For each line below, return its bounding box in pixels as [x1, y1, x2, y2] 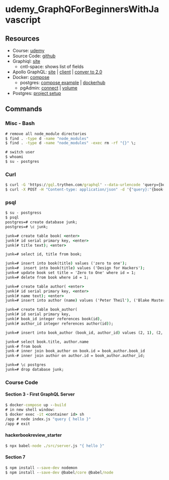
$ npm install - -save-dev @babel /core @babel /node [5, 470, 114, 475]
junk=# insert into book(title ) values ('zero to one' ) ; [5, 261, 127, 266]
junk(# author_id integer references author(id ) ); [5, 321, 114, 326]
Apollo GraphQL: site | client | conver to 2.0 [12, 69, 103, 75]
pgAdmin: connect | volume [20, 85, 78, 91]
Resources [5, 34, 40, 43]
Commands [5, 105, 43, 114]
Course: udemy [12, 48, 45, 53]
